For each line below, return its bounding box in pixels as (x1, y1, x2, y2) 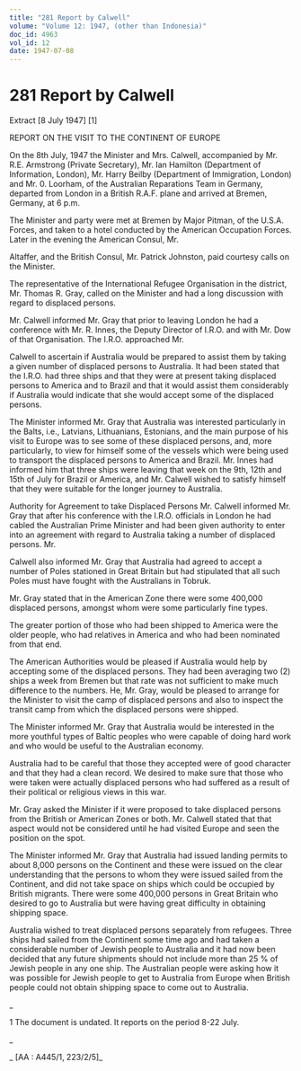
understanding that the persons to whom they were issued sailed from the (9, 869, 283, 881)
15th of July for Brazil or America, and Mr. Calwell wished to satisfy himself (9, 474, 287, 485)
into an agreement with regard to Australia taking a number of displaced (9, 529, 276, 540)
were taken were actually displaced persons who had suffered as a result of (9, 777, 290, 788)
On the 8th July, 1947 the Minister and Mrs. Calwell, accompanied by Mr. (9, 150, 279, 161)
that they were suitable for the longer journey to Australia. (9, 483, 223, 494)
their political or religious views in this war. (9, 787, 167, 798)
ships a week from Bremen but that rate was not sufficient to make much (9, 676, 279, 686)
